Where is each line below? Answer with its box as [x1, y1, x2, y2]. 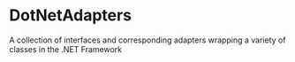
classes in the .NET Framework [9, 43, 122, 54]
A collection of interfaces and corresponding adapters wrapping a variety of [9, 35, 286, 45]
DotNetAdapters [9, 5, 132, 26]
